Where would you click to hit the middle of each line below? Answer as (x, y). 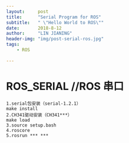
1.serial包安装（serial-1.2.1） (44, 104)
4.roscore (18, 130)
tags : (13, 45)
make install (22, 109)
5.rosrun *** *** (27, 135)
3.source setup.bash (32, 125)
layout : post (27, 11)
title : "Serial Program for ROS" (54, 17)
